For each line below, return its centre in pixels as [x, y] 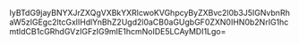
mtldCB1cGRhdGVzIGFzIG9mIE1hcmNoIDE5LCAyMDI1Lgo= [118, 31]
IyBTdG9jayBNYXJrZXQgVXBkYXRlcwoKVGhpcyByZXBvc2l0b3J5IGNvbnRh [150, 13]
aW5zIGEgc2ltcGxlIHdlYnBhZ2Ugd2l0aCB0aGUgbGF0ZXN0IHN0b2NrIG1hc [149, 22]
